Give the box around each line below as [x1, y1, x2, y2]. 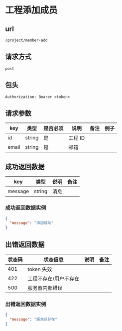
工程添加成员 [5, 4, 58, 16]
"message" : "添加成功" [9, 221, 54, 225]
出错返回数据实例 [5, 301, 46, 308]
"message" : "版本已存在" [9, 317, 57, 322]
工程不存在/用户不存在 [27, 275, 80, 282]
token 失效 [27, 266, 52, 273]
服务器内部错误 [27, 284, 63, 291]
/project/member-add [5, 38, 48, 43]
